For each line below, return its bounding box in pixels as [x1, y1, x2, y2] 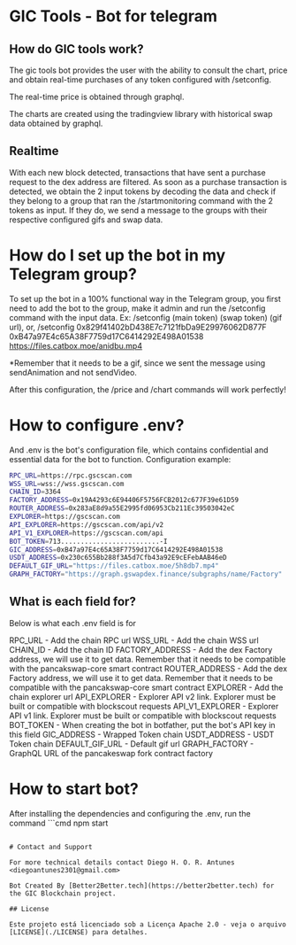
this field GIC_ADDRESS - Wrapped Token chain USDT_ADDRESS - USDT [9, 729, 275, 740]
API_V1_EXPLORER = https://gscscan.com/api [9, 529, 164, 538]
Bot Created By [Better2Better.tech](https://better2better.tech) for [9, 881, 275, 890]
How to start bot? [9, 779, 139, 799]
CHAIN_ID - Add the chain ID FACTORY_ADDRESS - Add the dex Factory [9, 644, 273, 655]
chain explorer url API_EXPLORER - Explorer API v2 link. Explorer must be [9, 691, 277, 701]
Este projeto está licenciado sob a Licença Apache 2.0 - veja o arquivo [9, 919, 287, 929]
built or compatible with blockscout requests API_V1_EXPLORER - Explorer [9, 701, 279, 711]
